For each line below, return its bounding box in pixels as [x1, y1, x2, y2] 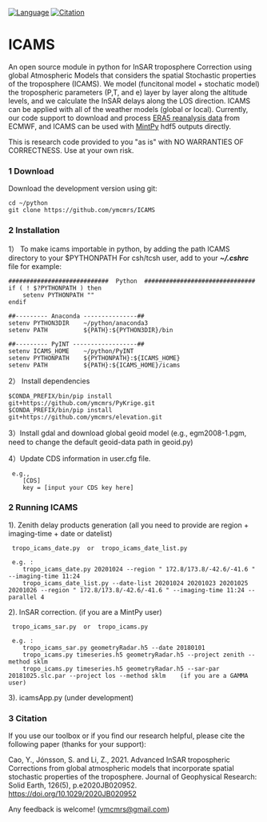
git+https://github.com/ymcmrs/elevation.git [8, 413, 162, 421]
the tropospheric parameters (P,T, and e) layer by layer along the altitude [8, 87, 248, 97]
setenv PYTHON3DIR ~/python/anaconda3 [8, 319, 149, 327]
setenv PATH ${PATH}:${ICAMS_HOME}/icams [8, 361, 181, 369]
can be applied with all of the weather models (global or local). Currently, [8, 104, 249, 114]
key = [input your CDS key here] [22, 483, 134, 491]
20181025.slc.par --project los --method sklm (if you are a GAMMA [8, 672, 249, 680]
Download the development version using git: [8, 184, 157, 194]
